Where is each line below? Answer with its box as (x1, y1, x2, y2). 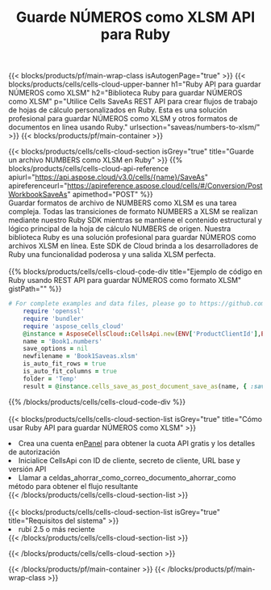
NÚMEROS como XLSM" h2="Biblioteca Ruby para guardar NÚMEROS (8, 88, 243, 98)
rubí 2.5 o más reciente (19, 524, 95, 533)
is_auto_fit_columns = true (23, 368, 117, 376)
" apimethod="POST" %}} (67, 190, 153, 200)
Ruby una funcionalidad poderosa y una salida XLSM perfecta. (8, 250, 216, 259)
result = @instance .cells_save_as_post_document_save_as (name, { (23, 382, 248, 390)
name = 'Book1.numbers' (23, 337, 103, 345)
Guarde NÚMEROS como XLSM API (15, 8, 256, 27)
